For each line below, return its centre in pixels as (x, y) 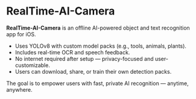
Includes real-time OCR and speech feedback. (72, 52)
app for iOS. (21, 34)
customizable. (32, 65)
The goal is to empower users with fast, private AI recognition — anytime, (97, 83)
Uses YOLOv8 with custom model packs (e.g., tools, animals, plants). (101, 46)
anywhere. (19, 89)
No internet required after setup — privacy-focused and (84, 59)
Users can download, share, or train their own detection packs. (93, 71)
